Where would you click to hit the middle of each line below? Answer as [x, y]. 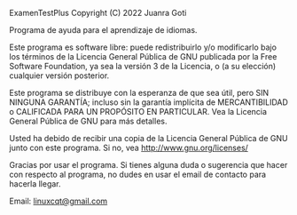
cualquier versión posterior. [59, 76]
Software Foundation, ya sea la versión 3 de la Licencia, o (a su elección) [143, 66]
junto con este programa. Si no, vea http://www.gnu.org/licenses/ [129, 147]
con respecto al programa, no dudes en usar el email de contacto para [138, 174]
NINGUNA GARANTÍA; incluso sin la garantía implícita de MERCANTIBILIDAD [148, 102]
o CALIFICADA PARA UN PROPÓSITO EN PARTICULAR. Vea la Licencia [138, 111]
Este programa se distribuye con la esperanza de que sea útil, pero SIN [139, 93]
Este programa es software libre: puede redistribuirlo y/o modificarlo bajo [143, 47]
